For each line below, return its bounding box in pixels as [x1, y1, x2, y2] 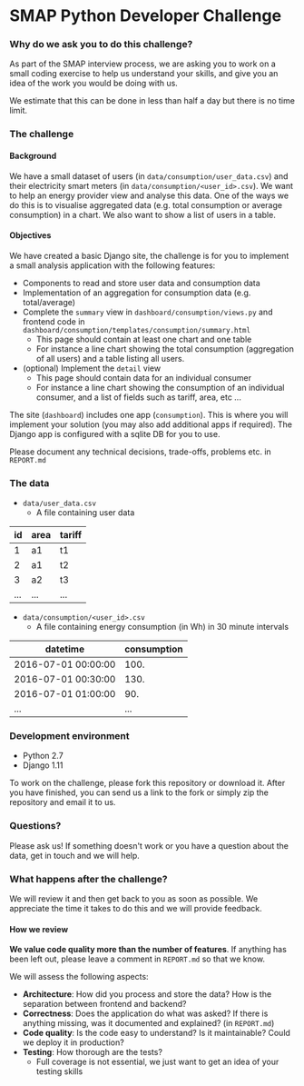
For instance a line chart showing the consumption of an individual [35, 382, 285, 393]
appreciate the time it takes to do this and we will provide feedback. [9, 903, 262, 913]
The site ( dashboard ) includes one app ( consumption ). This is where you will [9, 409, 289, 420]
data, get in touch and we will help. [9, 850, 141, 861]
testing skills [35, 1066, 83, 1077]
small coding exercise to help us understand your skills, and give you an [9, 68, 279, 79]
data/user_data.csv [22, 499, 97, 509]
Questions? [9, 820, 62, 832]
